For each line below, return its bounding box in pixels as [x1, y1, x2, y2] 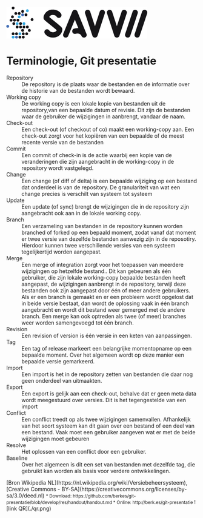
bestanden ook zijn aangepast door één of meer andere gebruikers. [21, 286, 191, 294]
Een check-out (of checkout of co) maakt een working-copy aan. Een [21, 126, 195, 133]
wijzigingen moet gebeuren [21, 435, 90, 442]
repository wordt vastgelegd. [21, 164, 94, 172]
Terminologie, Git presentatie [6, 54, 156, 68]
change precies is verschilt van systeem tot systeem [21, 190, 153, 197]
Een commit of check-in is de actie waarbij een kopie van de [21, 151, 172, 158]
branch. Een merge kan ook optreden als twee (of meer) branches [21, 312, 187, 320]
